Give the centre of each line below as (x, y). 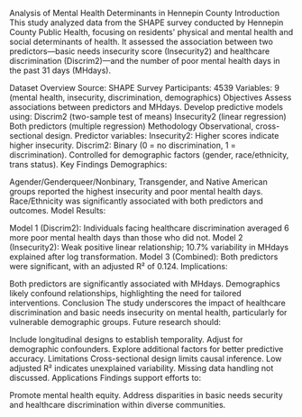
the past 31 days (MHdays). (60, 70)
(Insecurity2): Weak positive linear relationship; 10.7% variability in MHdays (149, 247)
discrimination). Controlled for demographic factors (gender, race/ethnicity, (149, 155)
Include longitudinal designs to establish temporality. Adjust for (126, 340)
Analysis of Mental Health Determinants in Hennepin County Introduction (145, 13)
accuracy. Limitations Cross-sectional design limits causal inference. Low (146, 358)
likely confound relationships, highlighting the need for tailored (125, 293)
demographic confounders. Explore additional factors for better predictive (146, 349)
